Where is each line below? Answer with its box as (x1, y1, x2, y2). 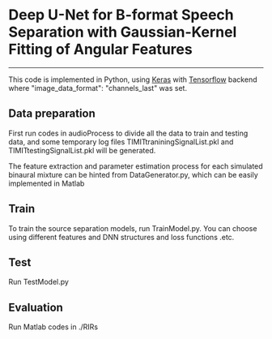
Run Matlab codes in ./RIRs (8, 322, 99, 332)
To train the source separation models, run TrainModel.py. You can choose (8, 223, 257, 233)
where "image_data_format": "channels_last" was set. (8, 83, 188, 92)
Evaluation (8, 300, 63, 314)
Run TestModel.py (8, 277, 69, 287)
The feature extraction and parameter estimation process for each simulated (8, 161, 263, 171)
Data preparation (8, 107, 96, 121)
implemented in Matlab (8, 178, 85, 188)
